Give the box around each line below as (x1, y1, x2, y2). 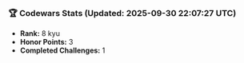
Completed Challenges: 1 (19, 45, 106, 55)
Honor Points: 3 (19, 37, 74, 47)
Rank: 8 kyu (19, 29, 60, 38)
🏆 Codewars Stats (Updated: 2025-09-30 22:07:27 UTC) (8, 7, 237, 18)
